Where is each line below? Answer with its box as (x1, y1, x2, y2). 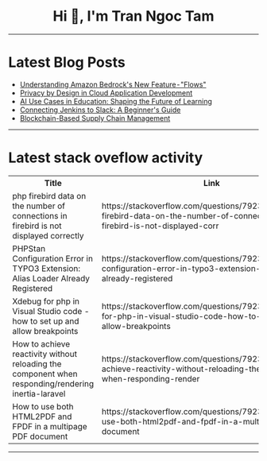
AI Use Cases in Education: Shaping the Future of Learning (19, 96, 212, 106)
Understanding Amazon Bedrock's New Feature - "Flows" (19, 79, 207, 89)
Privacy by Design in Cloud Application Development (19, 87, 193, 98)
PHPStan (12, 242, 46, 254)
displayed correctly (12, 230, 85, 241)
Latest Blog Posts (8, 53, 126, 72)
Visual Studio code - (12, 305, 90, 316)
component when (12, 368, 78, 379)
